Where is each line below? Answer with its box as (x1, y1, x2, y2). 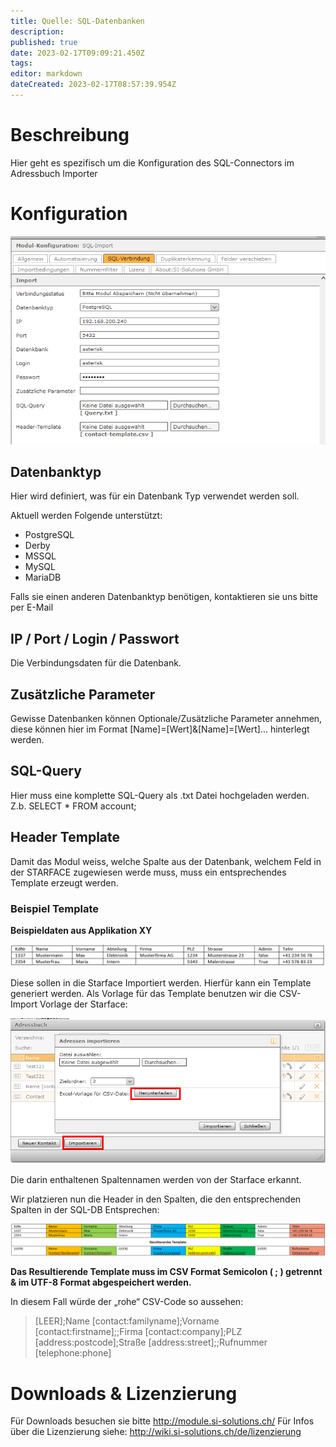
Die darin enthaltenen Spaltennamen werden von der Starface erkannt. (10, 1174, 302, 1186)
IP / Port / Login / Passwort (10, 630, 180, 647)
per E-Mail (10, 601, 54, 614)
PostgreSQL (24, 529, 75, 541)
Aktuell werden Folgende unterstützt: (10, 510, 163, 522)
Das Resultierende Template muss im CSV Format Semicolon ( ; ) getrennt (10, 1266, 323, 1278)
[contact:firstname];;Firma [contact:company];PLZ (34, 1326, 243, 1338)
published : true (10, 37, 78, 47)
